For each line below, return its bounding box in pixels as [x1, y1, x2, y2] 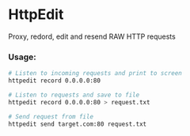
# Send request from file [8, 112, 93, 120]
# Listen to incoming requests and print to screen [8, 70, 182, 77]
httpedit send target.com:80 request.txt [8, 120, 147, 128]
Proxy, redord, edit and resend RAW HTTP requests [8, 32, 176, 41]
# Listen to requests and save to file [8, 91, 140, 99]
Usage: [8, 51, 37, 62]
